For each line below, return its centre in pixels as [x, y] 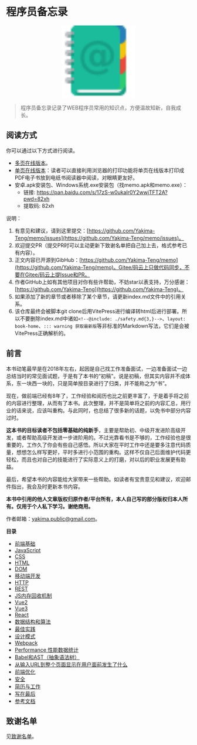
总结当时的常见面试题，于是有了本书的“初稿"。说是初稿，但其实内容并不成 [96, 376]
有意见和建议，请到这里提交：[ [52, 230]
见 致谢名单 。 [21, 736]
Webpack [26, 643]
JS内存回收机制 [33, 596]
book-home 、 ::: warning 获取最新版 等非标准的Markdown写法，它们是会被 [102, 326]
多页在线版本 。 [33, 163]
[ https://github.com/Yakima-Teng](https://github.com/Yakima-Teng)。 [99, 289]
